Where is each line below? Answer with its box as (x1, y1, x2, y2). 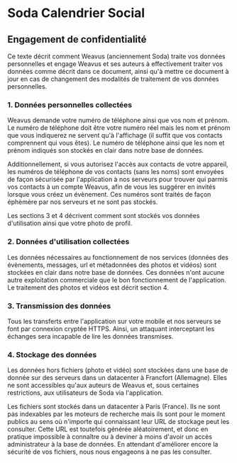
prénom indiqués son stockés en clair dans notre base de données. (7, 146, 204, 155)
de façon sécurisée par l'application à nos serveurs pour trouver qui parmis (7, 175, 228, 184)
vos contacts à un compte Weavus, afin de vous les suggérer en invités (7, 183, 216, 191)
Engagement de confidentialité (7, 33, 147, 45)
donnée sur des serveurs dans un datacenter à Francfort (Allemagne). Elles (7, 374, 227, 382)
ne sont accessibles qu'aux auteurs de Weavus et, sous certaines (7, 381, 199, 390)
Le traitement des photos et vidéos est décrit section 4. (7, 283, 169, 292)
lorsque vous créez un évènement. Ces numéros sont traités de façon (7, 190, 211, 199)
